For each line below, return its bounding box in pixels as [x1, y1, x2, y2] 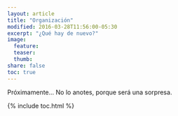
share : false [7, 62, 46, 69]
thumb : [13, 56, 33, 63]
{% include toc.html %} [7, 101, 75, 110]
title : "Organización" [7, 17, 74, 24]
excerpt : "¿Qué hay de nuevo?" [7, 29, 99, 37]
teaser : [13, 50, 36, 57]
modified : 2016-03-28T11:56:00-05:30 [7, 23, 118, 30]
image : [7, 36, 27, 43]
